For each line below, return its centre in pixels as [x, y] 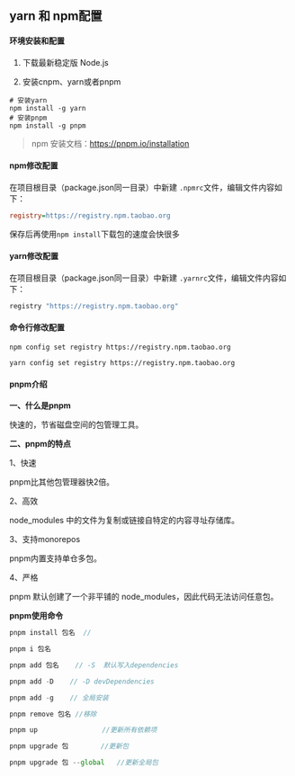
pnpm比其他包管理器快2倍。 [62, 482]
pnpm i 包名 [30, 649]
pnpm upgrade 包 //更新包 [69, 746]
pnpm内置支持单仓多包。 [55, 558]
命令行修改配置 [37, 327]
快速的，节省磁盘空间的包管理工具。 [76, 424]
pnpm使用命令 [36, 616]
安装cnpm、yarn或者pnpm [72, 81]
